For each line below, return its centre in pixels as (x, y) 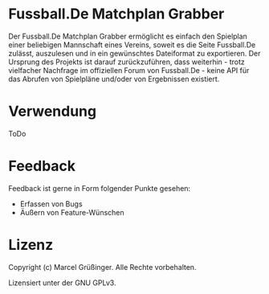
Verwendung (53, 111)
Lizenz (31, 245)
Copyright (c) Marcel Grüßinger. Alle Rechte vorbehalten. (102, 267)
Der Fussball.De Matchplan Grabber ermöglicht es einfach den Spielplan (128, 36)
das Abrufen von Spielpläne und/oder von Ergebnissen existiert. (114, 79)
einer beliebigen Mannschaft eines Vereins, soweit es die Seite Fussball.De (132, 44)
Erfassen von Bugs (51, 204)
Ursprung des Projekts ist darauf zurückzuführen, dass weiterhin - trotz (126, 62)
